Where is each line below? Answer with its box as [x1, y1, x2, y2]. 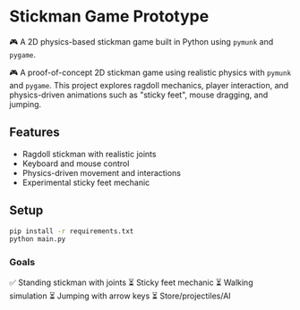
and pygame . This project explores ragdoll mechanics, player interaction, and [9, 80, 289, 90]
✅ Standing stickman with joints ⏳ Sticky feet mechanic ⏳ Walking [9, 277, 253, 288]
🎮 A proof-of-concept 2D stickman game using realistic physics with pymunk [9, 67, 292, 78]
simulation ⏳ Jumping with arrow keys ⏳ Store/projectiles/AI [9, 290, 231, 301]
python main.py [9, 235, 66, 244]
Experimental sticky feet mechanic [21, 177, 150, 188]
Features [9, 125, 60, 140]
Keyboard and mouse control [21, 158, 130, 169]
